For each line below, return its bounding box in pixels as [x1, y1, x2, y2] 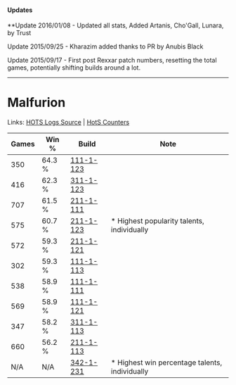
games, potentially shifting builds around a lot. [7, 63, 141, 72]
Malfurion [7, 95, 66, 111]
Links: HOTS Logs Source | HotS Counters [7, 118, 130, 127]
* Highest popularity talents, [111, 216, 205, 226]
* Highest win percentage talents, [111, 358, 223, 367]
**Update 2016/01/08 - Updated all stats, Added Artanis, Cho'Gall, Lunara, [7, 21, 224, 30]
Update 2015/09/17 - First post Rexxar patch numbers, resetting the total [7, 56, 217, 65]
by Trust [7, 29, 32, 37]
